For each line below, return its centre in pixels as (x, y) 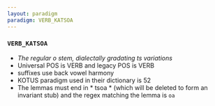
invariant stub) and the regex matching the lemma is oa (96, 95)
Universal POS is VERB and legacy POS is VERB (86, 65)
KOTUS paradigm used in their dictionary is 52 (84, 80)
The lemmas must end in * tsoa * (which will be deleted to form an (112, 87)
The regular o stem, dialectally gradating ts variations (95, 58)
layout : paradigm (32, 14)
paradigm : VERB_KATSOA (40, 20)
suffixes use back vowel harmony (66, 73)
